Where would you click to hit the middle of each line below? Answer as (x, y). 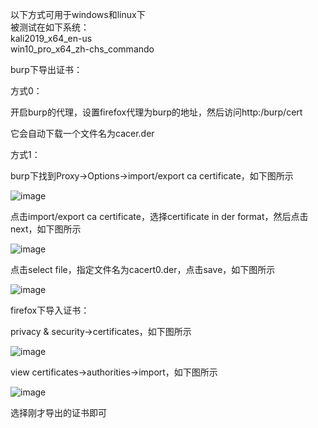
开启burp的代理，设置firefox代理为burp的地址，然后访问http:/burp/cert (156, 112)
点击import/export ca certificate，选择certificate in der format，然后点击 (159, 216)
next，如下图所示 (46, 229)
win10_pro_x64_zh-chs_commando (82, 49)
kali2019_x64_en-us (51, 38)
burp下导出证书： (46, 69)
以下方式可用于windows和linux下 (78, 14)
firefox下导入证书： (50, 310)
